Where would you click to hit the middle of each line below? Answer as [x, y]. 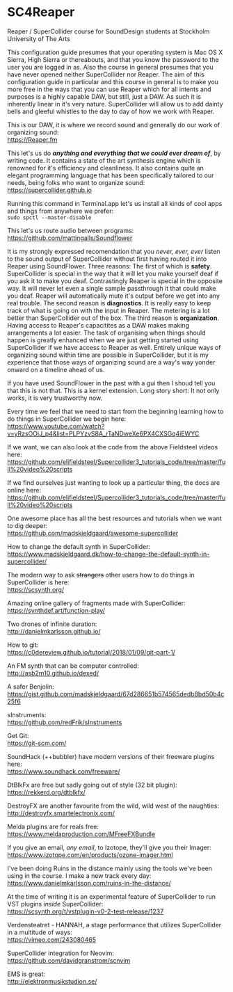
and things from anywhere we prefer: [61, 211]
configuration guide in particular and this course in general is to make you [113, 81]
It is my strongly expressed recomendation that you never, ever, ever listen [114, 251]
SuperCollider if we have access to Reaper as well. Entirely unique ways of [114, 347]
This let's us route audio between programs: [71, 230]
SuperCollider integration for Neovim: [61, 953]
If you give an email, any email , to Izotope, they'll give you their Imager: [109, 847]
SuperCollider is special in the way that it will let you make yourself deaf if [113, 273]
